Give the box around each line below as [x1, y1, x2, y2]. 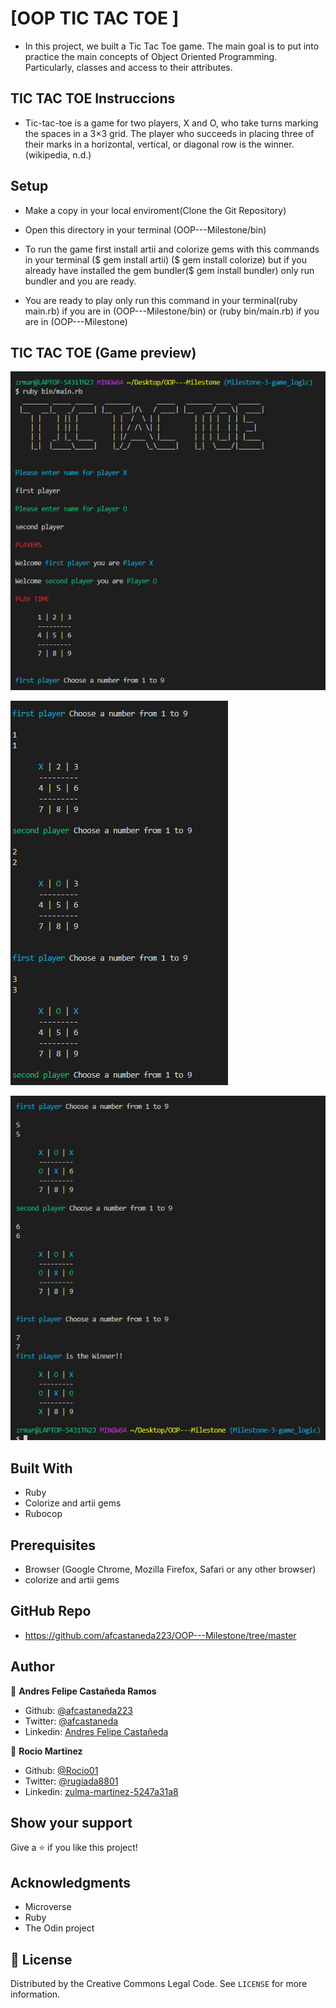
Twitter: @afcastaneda [24, 1715, 119, 1727]
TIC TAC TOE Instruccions [10, 90, 176, 107]
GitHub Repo [10, 1603, 92, 1620]
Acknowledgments [10, 1874, 132, 1891]
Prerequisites [10, 1537, 96, 1554]
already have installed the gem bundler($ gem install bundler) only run [24, 264, 315, 276]
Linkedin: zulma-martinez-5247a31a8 [24, 1785, 179, 1797]
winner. [263, 138, 295, 150]
